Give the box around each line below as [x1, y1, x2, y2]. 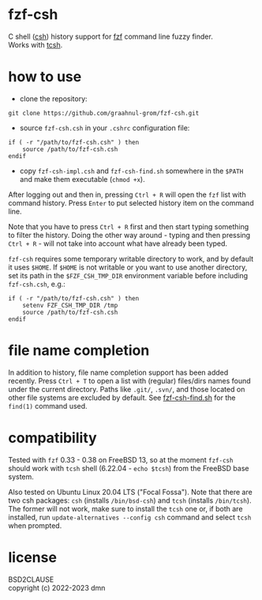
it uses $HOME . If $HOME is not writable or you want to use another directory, [8, 262, 248, 272]
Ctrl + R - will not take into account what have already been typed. [8, 239, 227, 248]
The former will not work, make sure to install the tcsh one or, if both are [8, 504, 243, 513]
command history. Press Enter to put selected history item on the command [8, 198, 254, 207]
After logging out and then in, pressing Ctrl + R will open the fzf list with [8, 190, 246, 199]
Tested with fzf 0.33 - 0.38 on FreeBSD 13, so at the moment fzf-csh [8, 455, 234, 464]
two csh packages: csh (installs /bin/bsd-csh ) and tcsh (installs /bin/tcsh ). [8, 496, 252, 505]
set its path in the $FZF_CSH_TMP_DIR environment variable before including [8, 270, 249, 280]
